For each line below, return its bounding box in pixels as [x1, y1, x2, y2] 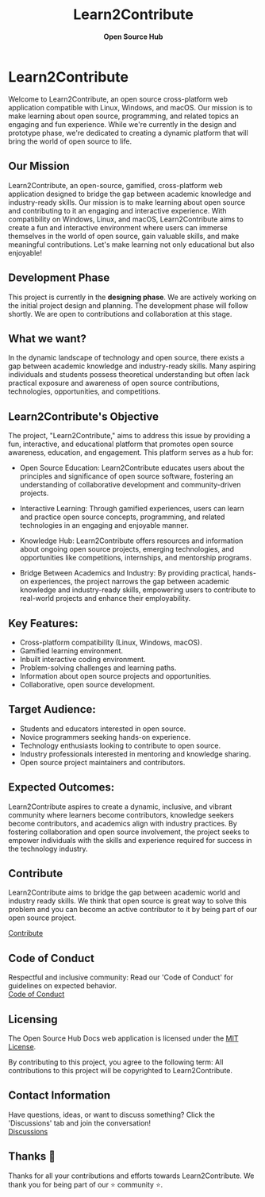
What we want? [8, 332, 87, 345]
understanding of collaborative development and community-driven [19, 480, 241, 490]
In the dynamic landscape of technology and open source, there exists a [8, 353, 244, 363]
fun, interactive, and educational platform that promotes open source [8, 439, 234, 449]
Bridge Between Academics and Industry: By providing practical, [19, 568, 232, 578]
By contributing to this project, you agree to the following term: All [8, 1057, 224, 1067]
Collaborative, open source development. [19, 679, 156, 689]
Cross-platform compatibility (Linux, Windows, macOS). [19, 637, 202, 647]
